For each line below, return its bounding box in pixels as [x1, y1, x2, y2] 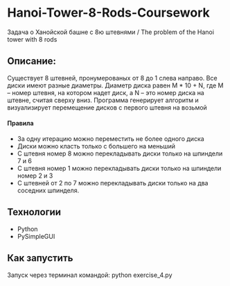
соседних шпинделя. [17, 186, 80, 194]
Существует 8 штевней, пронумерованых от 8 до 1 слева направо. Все [7, 74, 218, 82]
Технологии [7, 206, 61, 218]
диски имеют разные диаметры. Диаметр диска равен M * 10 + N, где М [7, 81, 224, 90]
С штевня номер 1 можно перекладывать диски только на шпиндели [17, 164, 222, 172]
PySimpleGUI [17, 232, 55, 240]
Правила [7, 119, 34, 128]
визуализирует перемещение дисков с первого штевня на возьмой [7, 103, 208, 112]
